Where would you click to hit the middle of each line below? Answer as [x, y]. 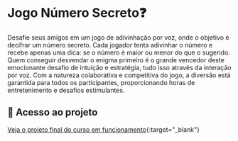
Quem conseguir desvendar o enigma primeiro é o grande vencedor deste [116, 60]
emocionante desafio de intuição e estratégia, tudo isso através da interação [120, 67]
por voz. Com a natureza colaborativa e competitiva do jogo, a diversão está [119, 75]
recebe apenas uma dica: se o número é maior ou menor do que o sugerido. [119, 52]
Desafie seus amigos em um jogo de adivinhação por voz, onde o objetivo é [118, 37]
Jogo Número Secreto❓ [77, 13]
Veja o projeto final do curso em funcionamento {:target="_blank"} [104, 129]
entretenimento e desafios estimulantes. [66, 90]
